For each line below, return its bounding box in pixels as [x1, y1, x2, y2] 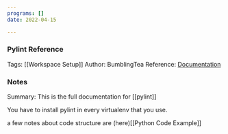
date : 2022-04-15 [7, 16, 57, 23]
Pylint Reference [7, 45, 64, 54]
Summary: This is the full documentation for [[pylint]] [7, 93, 157, 101]
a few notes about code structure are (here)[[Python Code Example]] [7, 119, 202, 127]
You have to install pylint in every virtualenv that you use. [7, 106, 168, 114]
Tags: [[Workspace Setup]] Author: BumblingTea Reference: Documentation [7, 60, 221, 68]
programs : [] [7, 10, 45, 17]
